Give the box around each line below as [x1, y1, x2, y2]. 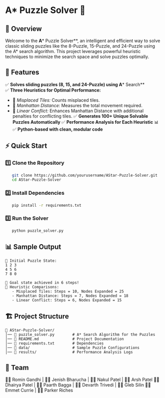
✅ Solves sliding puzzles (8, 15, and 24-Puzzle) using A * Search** [5, 81, 145, 87]
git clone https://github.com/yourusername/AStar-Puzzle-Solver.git [11, 173, 157, 178]
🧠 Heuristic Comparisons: [5, 285, 59, 290]
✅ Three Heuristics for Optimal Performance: [5, 87, 101, 93]
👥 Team [5, 363, 29, 372]
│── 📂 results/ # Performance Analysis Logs [5, 350, 133, 355]
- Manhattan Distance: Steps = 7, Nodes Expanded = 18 [11, 293, 128, 298]
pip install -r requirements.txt [11, 203, 81, 208]
